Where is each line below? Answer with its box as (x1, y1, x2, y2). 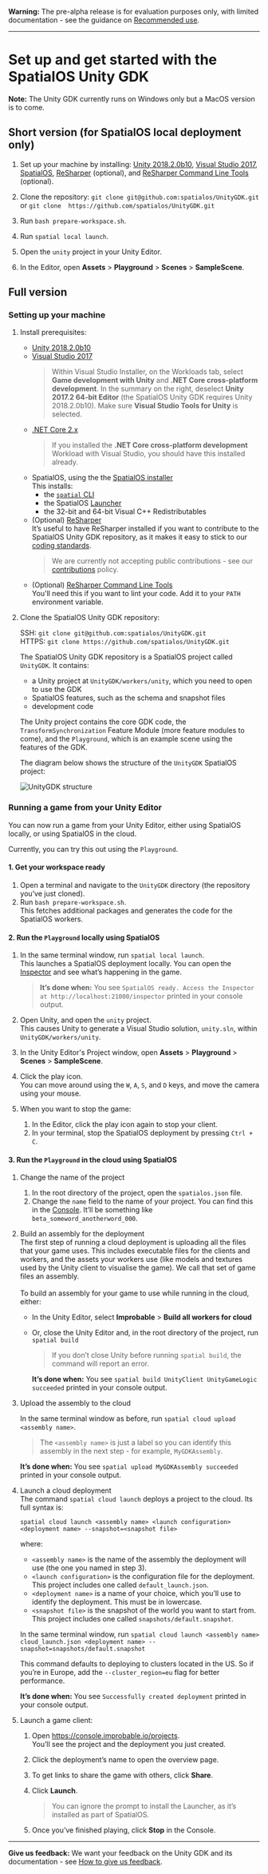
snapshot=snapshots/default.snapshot (19, 1645, 146, 1653)
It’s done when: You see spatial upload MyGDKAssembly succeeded (19, 1462, 238, 1471)
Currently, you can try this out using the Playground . (8, 844, 179, 853)
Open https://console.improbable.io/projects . (31, 1731, 180, 1741)
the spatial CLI (43, 490, 95, 499)
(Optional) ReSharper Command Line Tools (31, 580, 173, 590)
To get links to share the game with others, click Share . (31, 1770, 214, 1780)
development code (31, 702, 94, 711)
